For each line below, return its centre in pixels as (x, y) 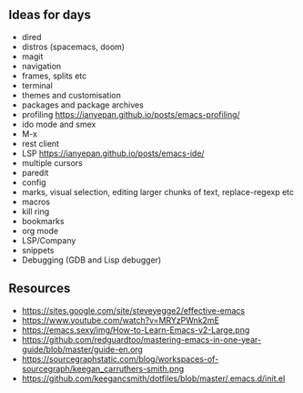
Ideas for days (50, 15)
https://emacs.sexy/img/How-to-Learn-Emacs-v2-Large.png (136, 330)
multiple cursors (52, 162)
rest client (40, 143)
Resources (40, 289)
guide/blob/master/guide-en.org (82, 349)
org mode (40, 231)
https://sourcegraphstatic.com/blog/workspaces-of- (120, 358)
